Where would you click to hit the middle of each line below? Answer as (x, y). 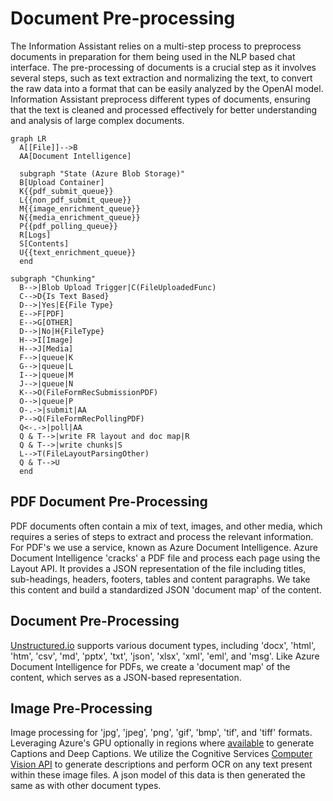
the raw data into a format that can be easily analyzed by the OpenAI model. (167, 88)
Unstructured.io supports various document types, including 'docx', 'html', (163, 645)
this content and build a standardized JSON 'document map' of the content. (166, 589)
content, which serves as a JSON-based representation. (126, 677)
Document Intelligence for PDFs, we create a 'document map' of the (150, 666)
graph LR (28, 138)
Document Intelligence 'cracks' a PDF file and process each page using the (165, 558)
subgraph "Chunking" (53, 278)
